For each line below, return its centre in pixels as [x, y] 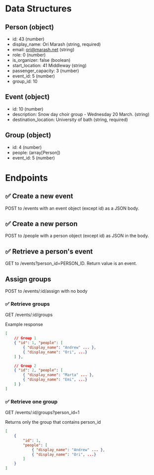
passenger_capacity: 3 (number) [46, 71]
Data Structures [38, 9]
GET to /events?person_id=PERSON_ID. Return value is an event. [71, 263]
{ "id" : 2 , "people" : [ [39, 370]
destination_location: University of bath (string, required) [70, 119]
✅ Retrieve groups [28, 304]
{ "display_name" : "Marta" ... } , [58, 375]
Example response [24, 325]
